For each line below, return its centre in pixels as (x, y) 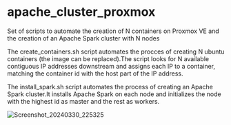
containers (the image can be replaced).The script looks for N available (108, 58)
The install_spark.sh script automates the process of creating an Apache (110, 87)
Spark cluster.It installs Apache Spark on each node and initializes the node (114, 94)
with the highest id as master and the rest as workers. (83, 101)
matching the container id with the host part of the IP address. (95, 73)
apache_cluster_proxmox (81, 12)
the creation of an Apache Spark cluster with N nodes (83, 38)
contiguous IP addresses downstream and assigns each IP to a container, (111, 66)
